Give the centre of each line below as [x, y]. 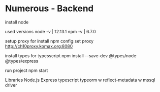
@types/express [22, 61]
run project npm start [27, 70]
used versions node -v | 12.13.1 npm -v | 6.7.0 [50, 31]
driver [11, 85]
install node [17, 22]
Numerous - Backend [49, 9]
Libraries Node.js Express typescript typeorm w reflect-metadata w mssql [80, 80]
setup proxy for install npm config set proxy [49, 41]
